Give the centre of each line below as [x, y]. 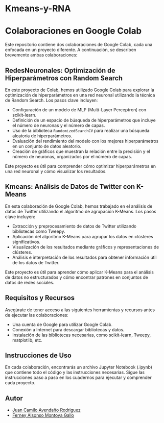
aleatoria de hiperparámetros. [42, 136]
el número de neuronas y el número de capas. [59, 125]
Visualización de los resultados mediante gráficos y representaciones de [85, 247]
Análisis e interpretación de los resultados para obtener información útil [84, 257]
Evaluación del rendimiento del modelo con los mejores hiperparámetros [85, 141]
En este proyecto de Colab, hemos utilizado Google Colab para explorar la [80, 90]
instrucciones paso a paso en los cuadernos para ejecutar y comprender [78, 377]
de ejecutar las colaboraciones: [37, 315]
